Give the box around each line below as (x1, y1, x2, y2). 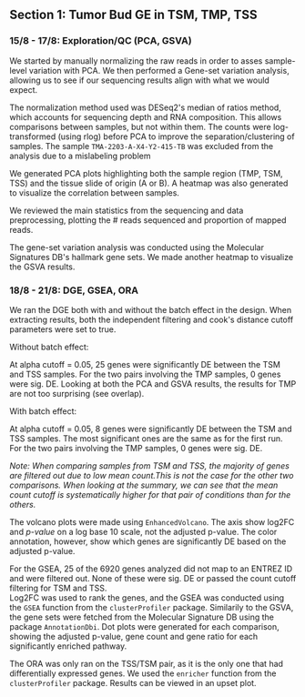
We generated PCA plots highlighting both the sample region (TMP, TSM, (9, 167, 284, 178)
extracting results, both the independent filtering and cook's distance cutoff (9, 314, 294, 325)
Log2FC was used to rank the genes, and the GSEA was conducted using (9, 591, 285, 603)
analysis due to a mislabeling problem (9, 150, 151, 161)
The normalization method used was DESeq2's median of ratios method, (9, 102, 282, 113)
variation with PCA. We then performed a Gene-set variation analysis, (28, 65, 290, 76)
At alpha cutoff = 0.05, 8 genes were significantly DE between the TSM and (9, 423, 293, 434)
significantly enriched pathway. (9, 641, 127, 652)
